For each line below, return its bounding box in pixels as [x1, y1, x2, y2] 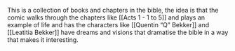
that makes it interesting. [7, 36, 79, 44]
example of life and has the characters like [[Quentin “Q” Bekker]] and [7, 21, 210, 29]
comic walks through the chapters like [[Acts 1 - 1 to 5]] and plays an [7, 13, 206, 22]
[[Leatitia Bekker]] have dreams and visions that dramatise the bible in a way [7, 28, 229, 36]
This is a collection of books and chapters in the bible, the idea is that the [7, 6, 219, 14]
